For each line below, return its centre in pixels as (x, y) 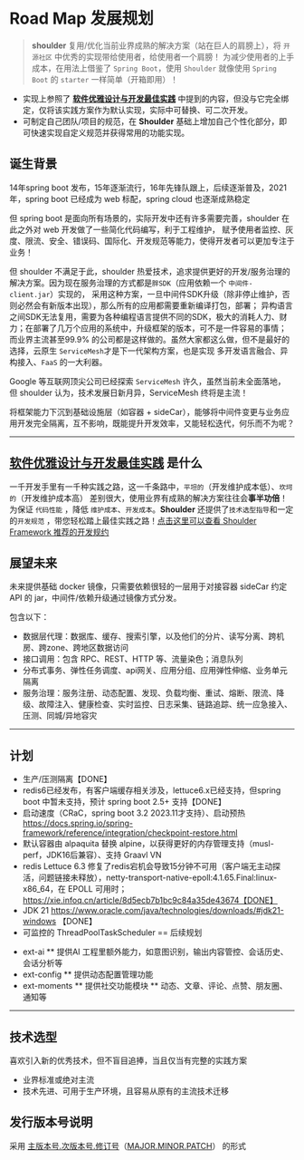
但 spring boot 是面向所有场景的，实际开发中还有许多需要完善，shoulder (145, 217)
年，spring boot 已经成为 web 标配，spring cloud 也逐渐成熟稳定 (130, 198)
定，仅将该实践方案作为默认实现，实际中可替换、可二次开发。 (138, 110)
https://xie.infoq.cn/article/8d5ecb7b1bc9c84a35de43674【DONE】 (150, 900)
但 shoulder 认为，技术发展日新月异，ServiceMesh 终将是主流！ (129, 392)
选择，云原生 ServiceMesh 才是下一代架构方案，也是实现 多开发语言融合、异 (149, 351)
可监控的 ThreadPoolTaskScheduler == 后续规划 (112, 933)
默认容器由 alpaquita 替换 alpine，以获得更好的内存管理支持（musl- (148, 844)
